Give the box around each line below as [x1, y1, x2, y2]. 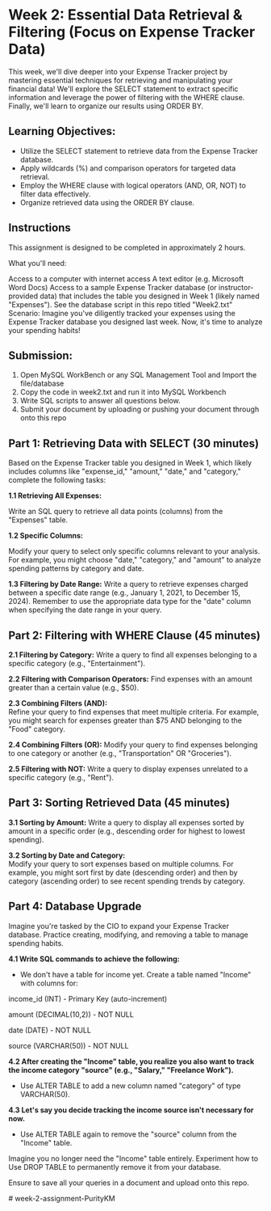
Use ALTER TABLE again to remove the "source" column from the [19, 1129, 237, 1139]
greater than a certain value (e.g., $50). [8, 683, 140, 692]
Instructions [8, 221, 71, 235]
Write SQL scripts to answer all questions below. [19, 396, 181, 406]
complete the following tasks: [8, 475, 106, 485]
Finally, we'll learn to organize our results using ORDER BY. [8, 101, 204, 111]
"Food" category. [8, 724, 66, 733]
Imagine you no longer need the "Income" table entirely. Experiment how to [8, 1154, 259, 1163]
